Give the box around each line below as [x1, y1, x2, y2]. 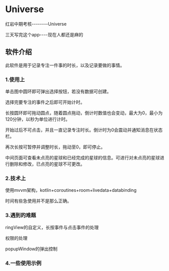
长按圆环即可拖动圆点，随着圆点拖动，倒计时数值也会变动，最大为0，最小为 [5, 110, 163, 116]
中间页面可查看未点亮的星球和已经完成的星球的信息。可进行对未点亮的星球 [5, 155, 160, 161]
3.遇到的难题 [5, 212, 36, 219]
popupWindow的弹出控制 [5, 246, 58, 252]
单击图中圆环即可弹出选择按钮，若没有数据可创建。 [5, 88, 111, 94]
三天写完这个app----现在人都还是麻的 [5, 31, 83, 37]
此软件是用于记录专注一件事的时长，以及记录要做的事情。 [5, 62, 125, 68]
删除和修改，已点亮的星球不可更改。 [9, 161, 85, 167]
